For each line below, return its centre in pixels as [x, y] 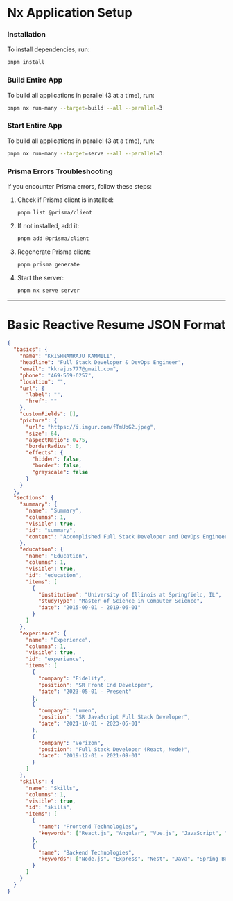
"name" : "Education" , [57, 556]
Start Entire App [35, 126]
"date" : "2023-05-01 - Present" [85, 692]
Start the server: [41, 277]
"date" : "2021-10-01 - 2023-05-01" [89, 724]
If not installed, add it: [48, 225]
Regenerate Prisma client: [54, 252]
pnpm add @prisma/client [53, 238]
